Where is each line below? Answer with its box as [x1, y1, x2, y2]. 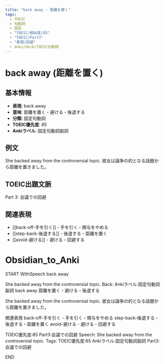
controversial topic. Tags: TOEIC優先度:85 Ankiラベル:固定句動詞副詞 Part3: [5, 338, 160, 344]
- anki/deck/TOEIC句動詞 [9, 44, 59, 49]
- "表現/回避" [9, 40, 36, 45]
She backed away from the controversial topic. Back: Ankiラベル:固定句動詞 [5, 281, 161, 287]
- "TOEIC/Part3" [9, 35, 43, 40]
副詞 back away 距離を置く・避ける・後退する [5, 287, 100, 293]
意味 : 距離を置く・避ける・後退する [12, 109, 85, 115]
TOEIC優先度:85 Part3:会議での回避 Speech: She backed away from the [5, 332, 152, 338]
